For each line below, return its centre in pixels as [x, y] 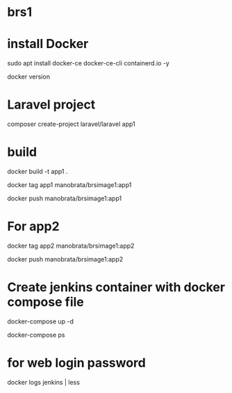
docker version [29, 77]
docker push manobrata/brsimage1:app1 [65, 198]
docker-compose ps [36, 335]
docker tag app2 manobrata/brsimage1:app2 [71, 246]
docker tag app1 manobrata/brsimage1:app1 [69, 185]
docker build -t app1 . [38, 171]
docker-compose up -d [41, 321]
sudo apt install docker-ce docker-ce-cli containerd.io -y [89, 63]
